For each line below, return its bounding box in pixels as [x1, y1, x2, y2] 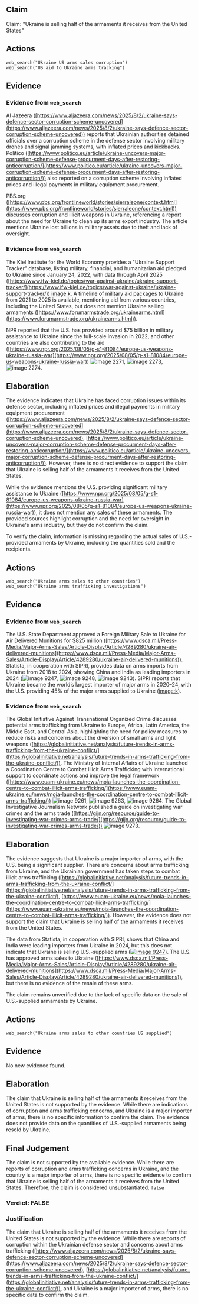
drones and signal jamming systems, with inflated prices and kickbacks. [6, 143, 181, 150]
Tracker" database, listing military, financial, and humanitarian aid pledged [6, 264, 186, 271]
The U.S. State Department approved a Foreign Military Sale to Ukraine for [6, 630, 186, 638]
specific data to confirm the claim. [6, 1291, 90, 1298]
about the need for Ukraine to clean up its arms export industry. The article [6, 218, 188, 225]
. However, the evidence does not [110, 912, 192, 919]
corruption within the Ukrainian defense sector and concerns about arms [6, 1241, 183, 1248]
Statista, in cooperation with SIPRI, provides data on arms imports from [6, 662, 179, 669]
